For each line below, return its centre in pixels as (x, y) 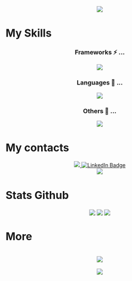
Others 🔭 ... (100, 111)
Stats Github (37, 196)
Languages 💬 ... (100, 83)
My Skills (29, 33)
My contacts (37, 148)
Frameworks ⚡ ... (100, 52)
